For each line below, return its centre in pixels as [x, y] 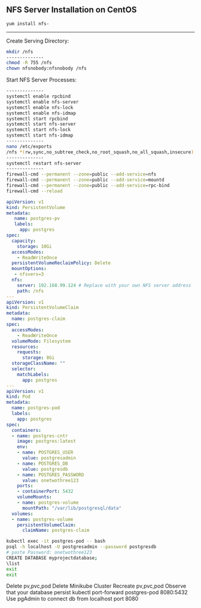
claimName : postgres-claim [56, 530]
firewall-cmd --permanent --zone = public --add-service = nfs [81, 174]
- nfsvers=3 [29, 274]
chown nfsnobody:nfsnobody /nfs [46, 68]
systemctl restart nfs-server [44, 163]
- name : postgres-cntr [40, 436]
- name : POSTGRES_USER [45, 453]
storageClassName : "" [39, 364]
